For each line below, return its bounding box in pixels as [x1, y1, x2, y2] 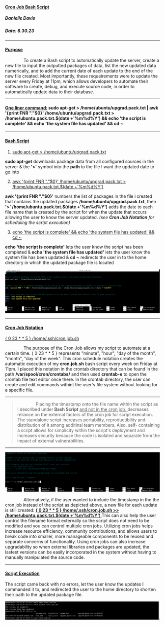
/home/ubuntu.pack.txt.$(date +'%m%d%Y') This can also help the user [5, 512, 156, 518]
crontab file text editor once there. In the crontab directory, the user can [5, 376, 151, 382]
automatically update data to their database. [5, 89, 94, 95]
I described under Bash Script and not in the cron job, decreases [17, 406, 149, 412]
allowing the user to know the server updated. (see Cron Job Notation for [5, 214, 155, 220]
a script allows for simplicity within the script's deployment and [17, 427, 145, 434]
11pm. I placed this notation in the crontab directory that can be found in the [5, 366, 158, 372]
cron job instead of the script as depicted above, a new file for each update [5, 502, 158, 508]
